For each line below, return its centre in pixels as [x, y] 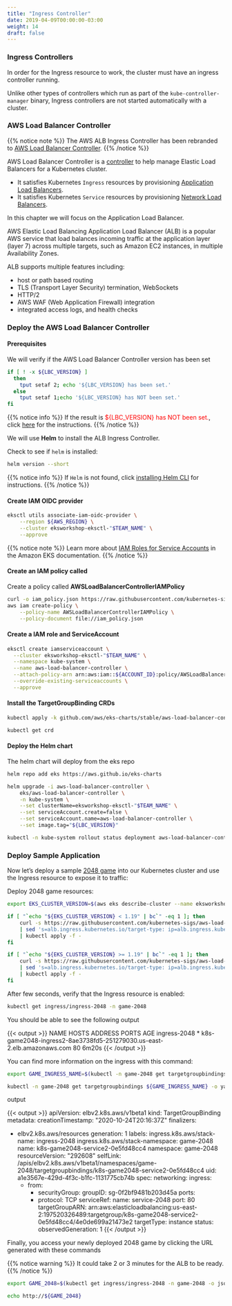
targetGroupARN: [62, 1207]
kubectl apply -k [32, 718]
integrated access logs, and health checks [77, 310]
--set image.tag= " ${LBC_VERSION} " [69, 825]
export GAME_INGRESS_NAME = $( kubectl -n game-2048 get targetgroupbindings [117, 1074]
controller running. [33, 80]
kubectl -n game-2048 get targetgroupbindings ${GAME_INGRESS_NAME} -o [112, 1086]
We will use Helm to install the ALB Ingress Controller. [84, 438]
